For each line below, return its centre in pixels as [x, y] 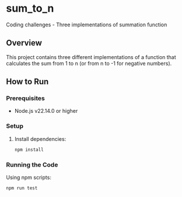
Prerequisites [25, 98]
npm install [29, 150]
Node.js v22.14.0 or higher [46, 111]
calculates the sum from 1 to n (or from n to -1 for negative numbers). [89, 63]
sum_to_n [30, 8]
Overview [24, 43]
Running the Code [32, 164]
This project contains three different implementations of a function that [91, 57]
